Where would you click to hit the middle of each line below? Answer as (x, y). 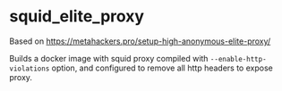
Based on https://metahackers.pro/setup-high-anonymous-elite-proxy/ (140, 41)
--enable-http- (238, 59)
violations (30, 69)
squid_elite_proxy (77, 17)
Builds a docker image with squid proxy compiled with (109, 58)
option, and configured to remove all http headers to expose (162, 68)
